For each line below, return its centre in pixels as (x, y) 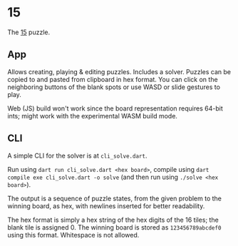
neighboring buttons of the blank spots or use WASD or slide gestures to (114, 87)
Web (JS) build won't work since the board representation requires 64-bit (115, 108)
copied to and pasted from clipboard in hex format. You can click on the (113, 79)
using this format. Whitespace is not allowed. (73, 235)
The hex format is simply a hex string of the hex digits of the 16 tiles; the (113, 220)
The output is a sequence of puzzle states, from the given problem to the (115, 198)
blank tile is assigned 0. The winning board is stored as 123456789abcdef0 (114, 227)
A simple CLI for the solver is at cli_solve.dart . (77, 155)
